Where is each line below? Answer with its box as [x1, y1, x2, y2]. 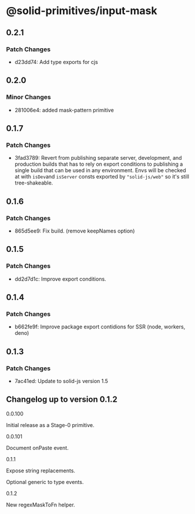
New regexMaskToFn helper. [6, 501, 75, 508]
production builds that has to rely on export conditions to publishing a [14, 160, 183, 168]
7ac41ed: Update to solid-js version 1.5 [14, 378, 109, 384]
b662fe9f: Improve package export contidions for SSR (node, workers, [14, 323, 186, 330]
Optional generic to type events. [6, 478, 84, 485]
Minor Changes [6, 93, 51, 101]
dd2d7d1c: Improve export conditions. [14, 275, 107, 283]
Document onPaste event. [6, 444, 69, 451]
